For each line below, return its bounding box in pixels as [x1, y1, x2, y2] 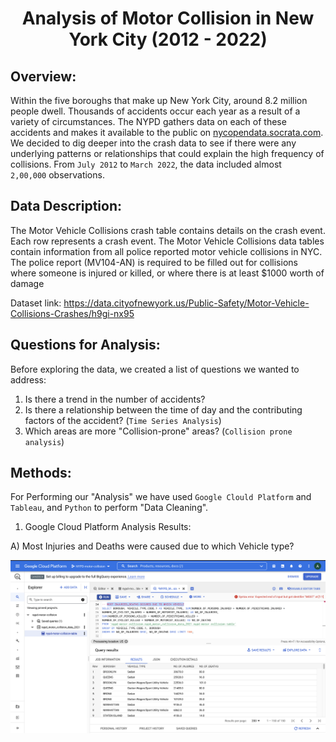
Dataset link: [10, 297, 62, 309]
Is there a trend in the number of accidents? [24, 393, 206, 405]
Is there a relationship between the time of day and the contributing [24, 403, 303, 416]
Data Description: [10, 198, 123, 215]
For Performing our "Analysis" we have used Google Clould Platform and [10, 491, 312, 503]
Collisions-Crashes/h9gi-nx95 [10, 307, 135, 319]
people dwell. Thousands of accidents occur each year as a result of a [10, 105, 301, 117]
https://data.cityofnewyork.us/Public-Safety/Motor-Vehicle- [63, 297, 310, 309]
